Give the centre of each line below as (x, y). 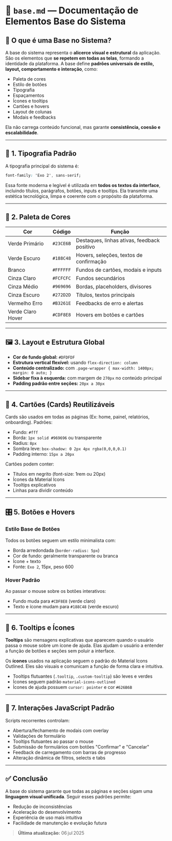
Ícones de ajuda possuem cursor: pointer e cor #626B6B (72, 687)
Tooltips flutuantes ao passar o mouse (53, 741)
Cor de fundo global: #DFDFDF (44, 357)
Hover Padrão (23, 580)
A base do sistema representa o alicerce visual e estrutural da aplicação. (83, 53)
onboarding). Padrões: (29, 422)
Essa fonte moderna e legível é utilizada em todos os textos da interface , (83, 185)
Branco (17, 270)
